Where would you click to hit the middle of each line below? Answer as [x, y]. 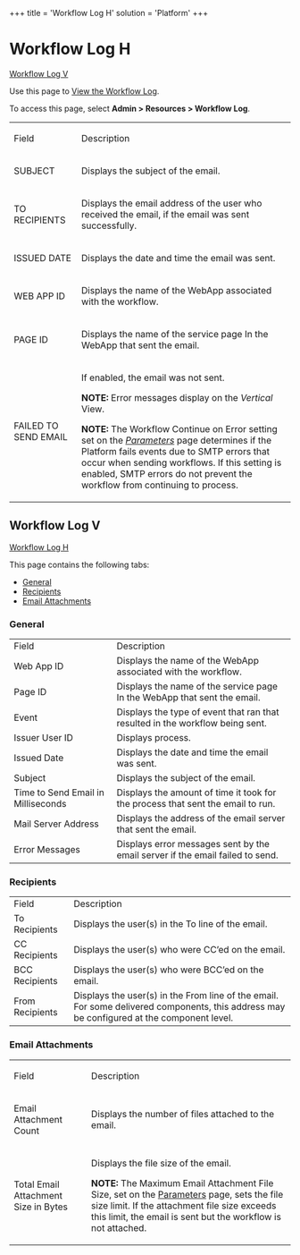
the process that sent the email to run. [196, 804]
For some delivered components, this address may [179, 1007]
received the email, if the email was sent [166, 214]
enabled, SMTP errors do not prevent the [167, 473]
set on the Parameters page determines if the [177, 440]
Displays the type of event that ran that [198, 712]
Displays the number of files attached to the [183, 1114]
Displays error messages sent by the [193, 844]
